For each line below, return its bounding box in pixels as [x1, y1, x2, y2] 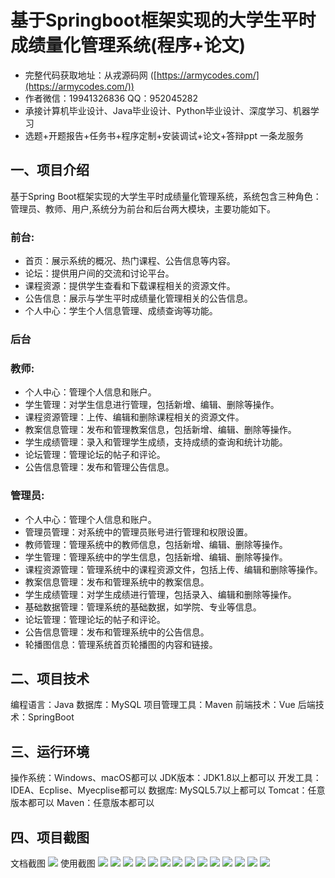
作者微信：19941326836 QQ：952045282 [24, 92, 198, 104]
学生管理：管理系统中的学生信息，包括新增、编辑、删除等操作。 [24, 551, 288, 563]
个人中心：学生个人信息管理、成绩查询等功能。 [24, 305, 218, 317]
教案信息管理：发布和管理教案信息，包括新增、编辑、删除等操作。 [24, 424, 297, 436]
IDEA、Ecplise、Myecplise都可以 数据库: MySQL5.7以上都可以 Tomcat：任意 [10, 784, 326, 796]
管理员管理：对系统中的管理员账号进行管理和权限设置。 [24, 526, 253, 538]
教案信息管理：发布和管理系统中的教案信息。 [24, 576, 210, 588]
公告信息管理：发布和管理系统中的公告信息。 [24, 626, 210, 638]
